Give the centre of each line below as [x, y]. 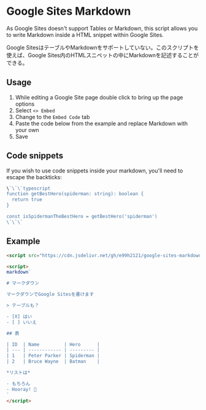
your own [27, 130]
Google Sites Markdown [69, 11]
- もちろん [18, 384]
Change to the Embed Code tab [52, 117]
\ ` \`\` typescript [29, 188]
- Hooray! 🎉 [21, 389]
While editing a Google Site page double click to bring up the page [99, 97]
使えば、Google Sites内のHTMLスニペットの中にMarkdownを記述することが [103, 55]
